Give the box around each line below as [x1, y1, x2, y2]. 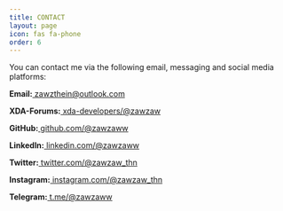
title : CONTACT [9, 12, 66, 22]
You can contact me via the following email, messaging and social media [9, 62, 275, 73]
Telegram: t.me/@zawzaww [9, 191, 113, 202]
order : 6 [9, 37, 42, 47]
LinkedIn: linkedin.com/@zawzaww [9, 140, 140, 151]
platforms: [9, 72, 47, 82]
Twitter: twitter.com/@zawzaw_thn [9, 157, 138, 168]
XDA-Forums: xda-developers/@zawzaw [9, 105, 161, 116]
